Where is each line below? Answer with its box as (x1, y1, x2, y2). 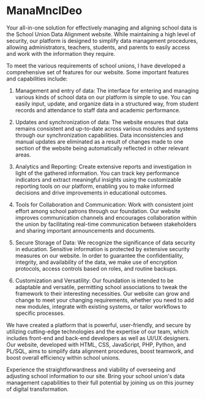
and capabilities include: (6, 75, 68, 82)
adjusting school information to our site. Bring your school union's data (6, 372, 185, 379)
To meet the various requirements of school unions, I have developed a (6, 62, 185, 69)
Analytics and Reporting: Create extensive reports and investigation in (15, 163, 192, 170)
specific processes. (15, 309, 65, 317)
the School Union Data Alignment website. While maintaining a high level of (6, 30, 196, 37)
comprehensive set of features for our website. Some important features (6, 68, 189, 76)
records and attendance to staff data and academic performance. (15, 106, 181, 114)
